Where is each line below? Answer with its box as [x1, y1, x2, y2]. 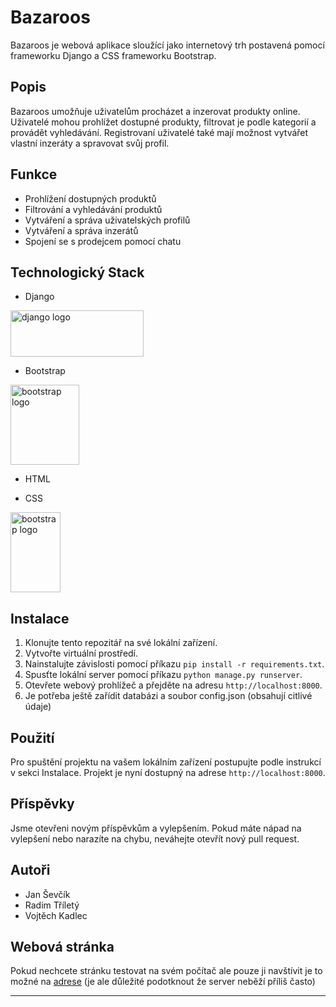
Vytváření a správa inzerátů [24, 224, 139, 236]
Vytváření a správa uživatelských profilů [24, 214, 191, 226]
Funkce [10, 166, 58, 183]
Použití [10, 729, 55, 746]
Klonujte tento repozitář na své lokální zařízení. [24, 637, 218, 649]
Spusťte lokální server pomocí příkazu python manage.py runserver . [24, 669, 303, 681]
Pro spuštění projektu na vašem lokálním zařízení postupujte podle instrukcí [10, 756, 322, 768]
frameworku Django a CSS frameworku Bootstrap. [10, 49, 217, 61]
